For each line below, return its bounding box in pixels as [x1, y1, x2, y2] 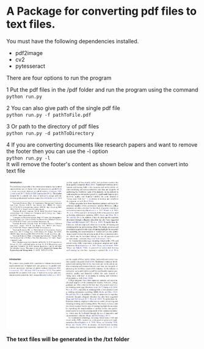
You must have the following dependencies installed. [6, 37, 139, 45]
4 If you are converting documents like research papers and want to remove [6, 141, 198, 148]
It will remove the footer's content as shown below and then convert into [6, 160, 189, 167]
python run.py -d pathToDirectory [6, 130, 95, 136]
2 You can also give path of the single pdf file [6, 104, 120, 111]
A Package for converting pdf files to [6, 4, 197, 18]
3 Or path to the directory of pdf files [6, 122, 100, 130]
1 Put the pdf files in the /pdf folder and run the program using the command [6, 86, 199, 93]
